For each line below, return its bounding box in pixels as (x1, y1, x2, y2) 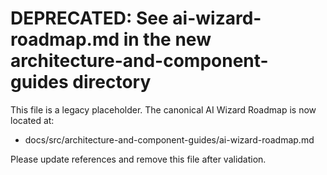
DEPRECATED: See (10, 7, 169, 30)
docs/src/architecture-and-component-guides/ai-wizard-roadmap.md (24, 133, 315, 146)
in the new (123, 28, 212, 51)
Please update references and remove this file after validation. (10, 153, 267, 165)
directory (72, 71, 152, 94)
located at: (10, 114, 55, 126)
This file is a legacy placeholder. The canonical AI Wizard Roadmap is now (10, 103, 317, 116)
